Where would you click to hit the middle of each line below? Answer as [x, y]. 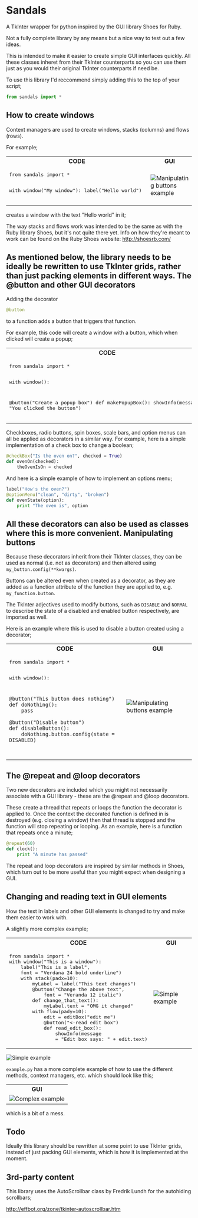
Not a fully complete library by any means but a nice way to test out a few [95, 38]
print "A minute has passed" [52, 854]
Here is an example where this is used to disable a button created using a [95, 629]
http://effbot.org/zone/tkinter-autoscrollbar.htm [63, 1209]
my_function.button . [31, 593]
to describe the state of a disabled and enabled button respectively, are [93, 611]
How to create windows [50, 115]
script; [14, 86]
